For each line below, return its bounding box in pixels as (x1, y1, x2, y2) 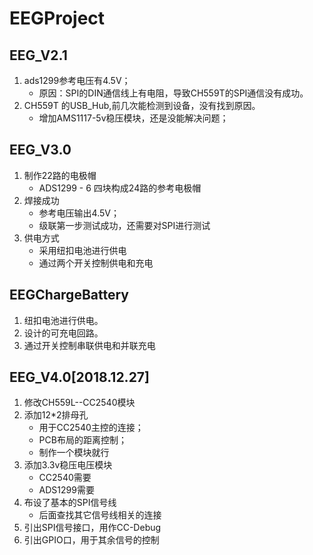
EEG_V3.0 (9, 142, 72, 159)
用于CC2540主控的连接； (38, 422, 144, 434)
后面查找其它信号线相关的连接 (38, 509, 162, 521)
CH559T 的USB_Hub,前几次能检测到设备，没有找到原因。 (23, 100, 261, 111)
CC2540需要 (38, 472, 92, 484)
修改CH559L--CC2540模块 (23, 397, 136, 409)
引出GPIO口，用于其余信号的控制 (23, 534, 160, 546)
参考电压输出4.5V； (38, 207, 120, 219)
